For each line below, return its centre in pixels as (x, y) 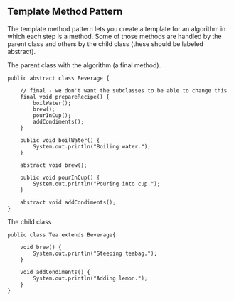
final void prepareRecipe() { (65, 97)
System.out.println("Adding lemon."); (90, 278)
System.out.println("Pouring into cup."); (97, 184)
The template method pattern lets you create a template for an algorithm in (117, 28)
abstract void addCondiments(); (68, 202)
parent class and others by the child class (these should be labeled (106, 44)
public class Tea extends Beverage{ (62, 235)
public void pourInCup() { (60, 177)
